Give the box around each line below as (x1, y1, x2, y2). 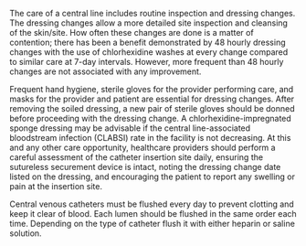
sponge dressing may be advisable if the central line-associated (9, 123, 251, 134)
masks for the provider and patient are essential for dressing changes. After (9, 93, 295, 104)
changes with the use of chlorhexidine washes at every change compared (9, 47, 289, 58)
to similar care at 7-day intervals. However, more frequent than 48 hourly (9, 57, 284, 67)
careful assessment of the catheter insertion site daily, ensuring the (9, 152, 263, 163)
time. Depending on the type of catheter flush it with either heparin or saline (9, 219, 295, 229)
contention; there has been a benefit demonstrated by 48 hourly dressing (9, 37, 286, 48)
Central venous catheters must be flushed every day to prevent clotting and (9, 198, 294, 209)
